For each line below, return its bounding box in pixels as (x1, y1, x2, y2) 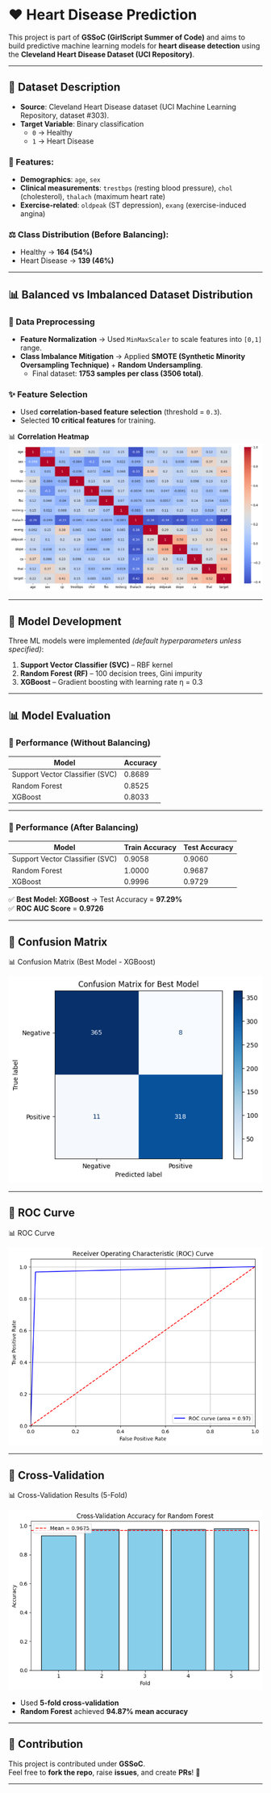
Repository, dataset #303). (19, 110, 110, 120)
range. (19, 343, 42, 352)
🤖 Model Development (8, 615, 122, 628)
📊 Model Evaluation (8, 709, 111, 723)
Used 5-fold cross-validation (19, 1698, 119, 1708)
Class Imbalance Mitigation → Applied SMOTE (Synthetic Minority (19, 352, 246, 361)
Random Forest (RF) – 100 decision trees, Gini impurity (19, 669, 203, 678)
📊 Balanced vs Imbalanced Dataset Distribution (8, 288, 253, 302)
